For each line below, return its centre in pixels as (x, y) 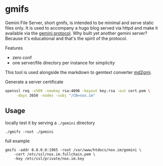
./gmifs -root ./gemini (29, 132)
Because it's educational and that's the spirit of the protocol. (66, 38)
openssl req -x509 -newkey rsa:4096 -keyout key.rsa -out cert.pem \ (78, 91)
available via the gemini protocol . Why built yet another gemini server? (76, 33)
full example (17, 141)
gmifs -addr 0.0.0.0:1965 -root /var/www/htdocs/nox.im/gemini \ (73, 150)
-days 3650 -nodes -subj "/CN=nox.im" (56, 95)
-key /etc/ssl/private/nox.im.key (49, 159)
